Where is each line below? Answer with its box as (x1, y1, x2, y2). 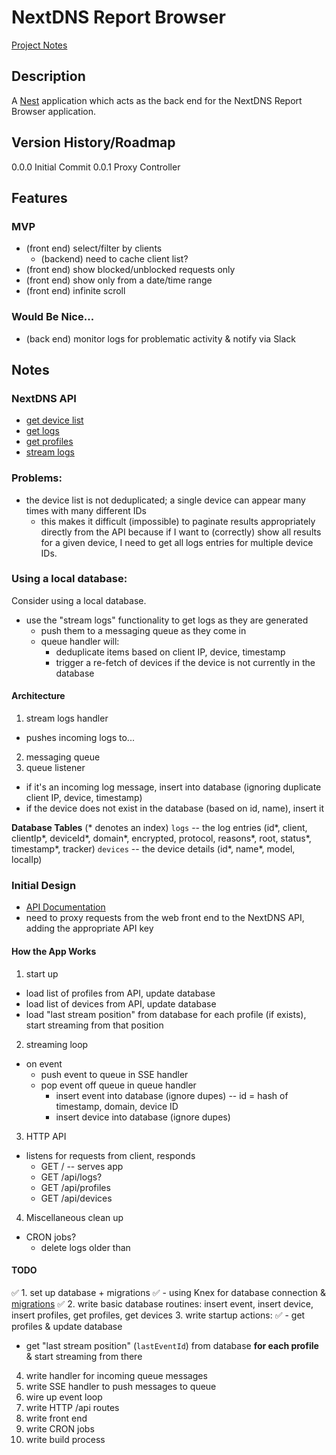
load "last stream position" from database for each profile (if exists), (25, 1008, 307, 1020)
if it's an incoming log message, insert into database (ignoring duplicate (25, 781, 322, 793)
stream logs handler (25, 712, 109, 725)
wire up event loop (25, 1391, 103, 1403)
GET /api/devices (40, 1192, 113, 1204)
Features (11, 189, 68, 206)
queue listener (25, 762, 86, 774)
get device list (25, 414, 84, 426)
